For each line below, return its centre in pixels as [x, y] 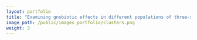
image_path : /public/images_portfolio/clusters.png [70, 22]
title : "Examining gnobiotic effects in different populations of [89, 17]
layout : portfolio [28, 11]
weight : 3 [18, 28]
